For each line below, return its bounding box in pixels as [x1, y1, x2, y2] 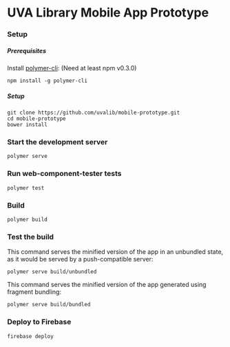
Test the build [7, 232, 54, 241]
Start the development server [7, 137, 108, 146]
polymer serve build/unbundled [7, 268, 97, 275]
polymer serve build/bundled [7, 301, 91, 308]
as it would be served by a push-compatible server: [7, 255, 154, 264]
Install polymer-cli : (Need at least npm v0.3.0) [7, 64, 137, 72]
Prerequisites [7, 46, 47, 54]
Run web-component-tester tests [7, 169, 122, 179]
